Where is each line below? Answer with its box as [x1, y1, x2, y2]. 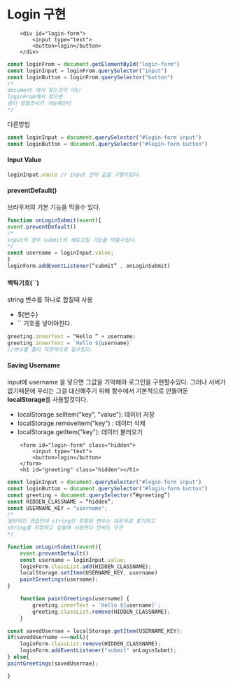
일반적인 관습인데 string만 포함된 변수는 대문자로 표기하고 [7, 518, 155, 525]
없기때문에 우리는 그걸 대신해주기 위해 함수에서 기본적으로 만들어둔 [7, 386, 189, 395]
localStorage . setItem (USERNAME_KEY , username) [20, 570, 158, 577]
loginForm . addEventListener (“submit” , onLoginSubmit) [7, 262, 171, 270]
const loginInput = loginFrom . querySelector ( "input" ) [7, 67, 168, 74]
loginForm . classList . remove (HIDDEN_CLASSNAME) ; [20, 640, 161, 647]
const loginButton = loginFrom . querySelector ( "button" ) [7, 74, 174, 81]
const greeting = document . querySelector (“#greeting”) [7, 492, 171, 499]
